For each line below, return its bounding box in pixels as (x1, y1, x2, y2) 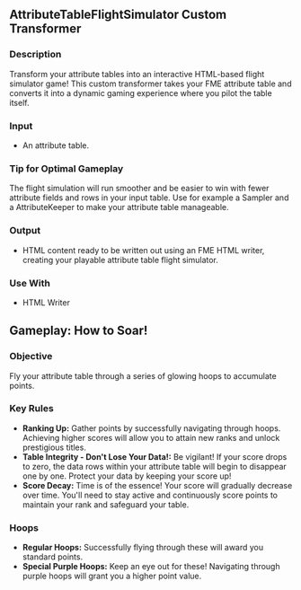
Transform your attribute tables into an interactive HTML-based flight (9, 68, 265, 79)
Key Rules (9, 402, 54, 415)
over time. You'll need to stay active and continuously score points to (22, 489, 279, 500)
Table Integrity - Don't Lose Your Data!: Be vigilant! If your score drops (22, 451, 288, 462)
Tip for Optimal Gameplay (9, 162, 124, 174)
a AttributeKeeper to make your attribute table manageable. (9, 202, 229, 213)
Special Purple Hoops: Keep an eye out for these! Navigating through (22, 561, 280, 572)
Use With (9, 277, 51, 289)
